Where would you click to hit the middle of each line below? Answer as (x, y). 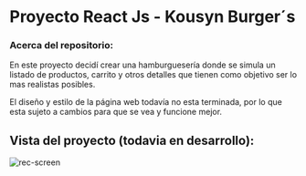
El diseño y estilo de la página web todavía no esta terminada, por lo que (146, 102)
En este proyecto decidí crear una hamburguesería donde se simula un (142, 65)
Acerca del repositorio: (62, 46)
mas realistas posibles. (53, 85)
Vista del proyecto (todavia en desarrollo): (132, 140)
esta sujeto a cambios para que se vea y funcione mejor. (116, 112)
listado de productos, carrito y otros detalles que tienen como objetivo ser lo (153, 75)
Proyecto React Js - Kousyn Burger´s (153, 17)
